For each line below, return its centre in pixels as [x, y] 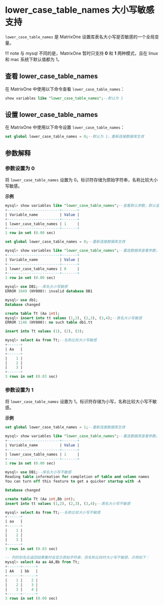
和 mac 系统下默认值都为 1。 [33, 59]
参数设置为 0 [20, 168]
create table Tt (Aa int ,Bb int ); [40, 499]
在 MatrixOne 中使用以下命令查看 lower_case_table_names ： [65, 89]
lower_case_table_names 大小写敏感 [80, 10]
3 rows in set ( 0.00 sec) [31, 599]
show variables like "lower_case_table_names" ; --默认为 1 [64, 98]
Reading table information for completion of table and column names [77, 477]
